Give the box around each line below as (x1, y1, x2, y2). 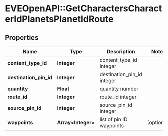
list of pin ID (99, 116, 128, 123)
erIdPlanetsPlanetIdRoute (5, 13, 114, 25)
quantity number (99, 85, 139, 92)
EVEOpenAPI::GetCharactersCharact (5, 3, 162, 14)
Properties (5, 33, 39, 42)
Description (106, 48, 135, 55)
